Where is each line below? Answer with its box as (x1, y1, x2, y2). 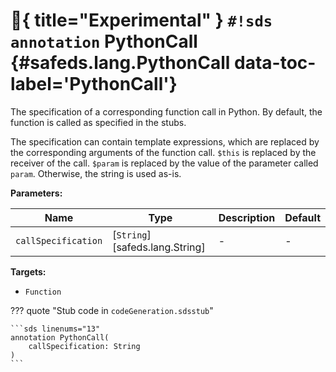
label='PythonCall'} (10, 73, 178, 96)
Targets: (10, 265, 47, 278)
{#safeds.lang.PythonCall (10, 52, 231, 74)
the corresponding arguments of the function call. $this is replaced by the (10, 146, 317, 158)
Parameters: (10, 187, 63, 199)
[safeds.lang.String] (112, 240, 206, 254)
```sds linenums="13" (10, 324, 101, 334)
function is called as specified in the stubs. (10, 116, 187, 128)
